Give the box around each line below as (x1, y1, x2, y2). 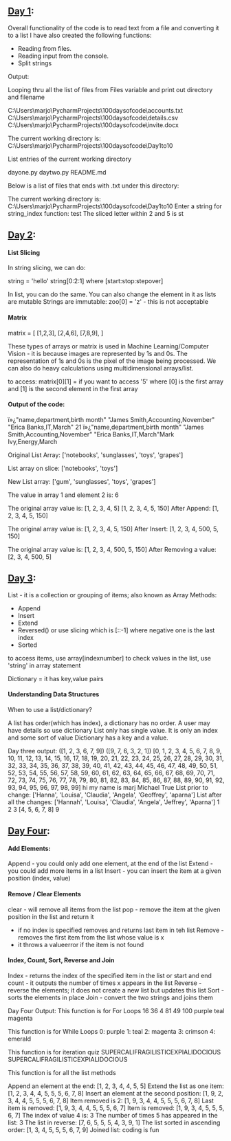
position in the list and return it (8, 912, 94, 920)
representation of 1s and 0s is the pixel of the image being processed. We (8, 357, 217, 365)
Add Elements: (8, 844, 51, 852)
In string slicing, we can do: (8, 264, 86, 272)
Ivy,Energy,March (8, 437, 58, 445)
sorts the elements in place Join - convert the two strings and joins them (8, 993, 214, 1001)
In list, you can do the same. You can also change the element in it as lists (8, 290, 217, 298)
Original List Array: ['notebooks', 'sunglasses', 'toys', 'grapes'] (8, 450, 184, 459)
